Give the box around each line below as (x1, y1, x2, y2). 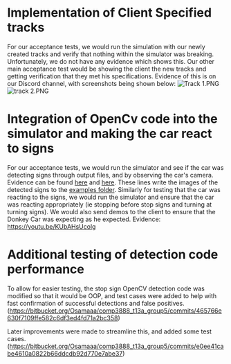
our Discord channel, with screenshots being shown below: (7, 79, 176, 87)
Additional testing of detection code (7, 247, 219, 263)
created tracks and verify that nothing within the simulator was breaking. (7, 50, 214, 58)
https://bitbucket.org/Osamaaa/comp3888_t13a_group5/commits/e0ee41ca (9, 342, 224, 350)
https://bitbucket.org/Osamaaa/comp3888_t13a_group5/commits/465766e (9, 306, 223, 315)
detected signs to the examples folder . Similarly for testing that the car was (7, 185, 221, 193)
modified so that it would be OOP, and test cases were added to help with (7, 291, 216, 300)
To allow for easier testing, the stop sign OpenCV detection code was (7, 284, 205, 293)
